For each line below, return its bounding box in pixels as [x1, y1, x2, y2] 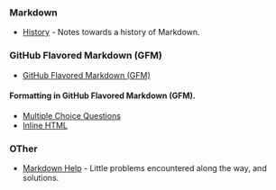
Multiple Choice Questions [22, 110, 122, 121]
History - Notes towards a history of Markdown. [22, 27, 200, 38]
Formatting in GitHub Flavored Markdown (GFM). [9, 90, 196, 101]
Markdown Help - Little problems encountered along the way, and [22, 163, 268, 174]
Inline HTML [22, 120, 68, 131]
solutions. [22, 173, 60, 184]
